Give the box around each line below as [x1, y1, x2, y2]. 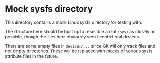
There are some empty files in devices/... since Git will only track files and [5, 43, 156, 49]
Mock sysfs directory [5, 3, 93, 14]
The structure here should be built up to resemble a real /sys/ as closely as [5, 28, 156, 34]
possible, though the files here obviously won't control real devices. [5, 34, 141, 39]
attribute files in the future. [5, 53, 58, 59]
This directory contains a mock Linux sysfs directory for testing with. [5, 19, 143, 25]
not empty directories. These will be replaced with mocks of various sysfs [5, 48, 153, 54]
